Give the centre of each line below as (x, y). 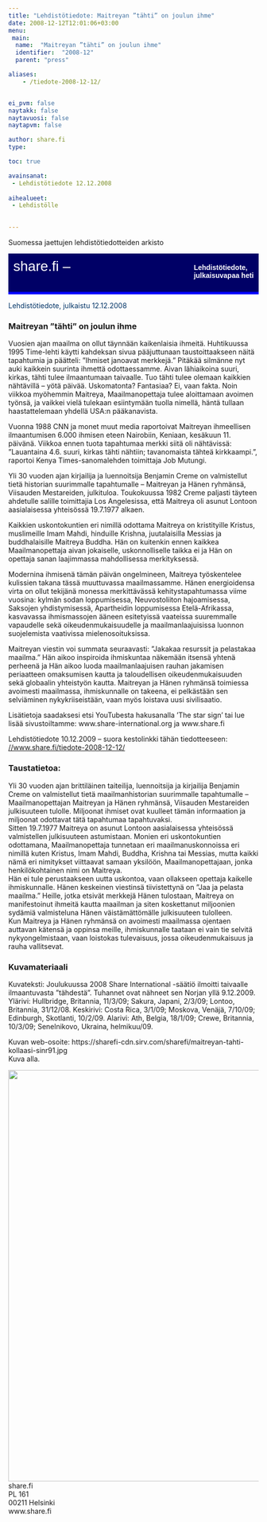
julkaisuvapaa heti (224, 275)
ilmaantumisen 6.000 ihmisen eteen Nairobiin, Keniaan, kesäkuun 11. (120, 435)
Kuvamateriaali (38, 966)
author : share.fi (37, 140)
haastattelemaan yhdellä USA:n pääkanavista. (83, 412)
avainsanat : (28, 176)
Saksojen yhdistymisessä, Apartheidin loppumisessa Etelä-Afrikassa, (121, 608)
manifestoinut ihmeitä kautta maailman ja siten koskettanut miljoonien (122, 903)
